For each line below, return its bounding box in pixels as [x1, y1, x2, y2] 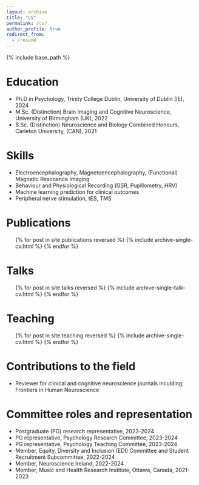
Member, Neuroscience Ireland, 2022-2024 [15, 459, 124, 467]
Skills [6, 149, 35, 163]
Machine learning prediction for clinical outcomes [15, 188, 140, 195]
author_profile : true [6, 26, 61, 32]
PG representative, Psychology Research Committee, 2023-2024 [15, 434, 178, 441]
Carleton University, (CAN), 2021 [15, 127, 97, 134]
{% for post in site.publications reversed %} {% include [15, 236, 153, 243]
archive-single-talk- [135, 284, 186, 291]
